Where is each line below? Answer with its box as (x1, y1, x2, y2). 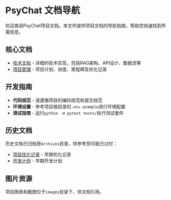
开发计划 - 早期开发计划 (12, 158, 63, 164)
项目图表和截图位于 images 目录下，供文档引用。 (5, 189, 104, 195)
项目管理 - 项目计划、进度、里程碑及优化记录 (12, 66, 107, 72)
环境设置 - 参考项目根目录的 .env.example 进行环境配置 (12, 103, 126, 110)
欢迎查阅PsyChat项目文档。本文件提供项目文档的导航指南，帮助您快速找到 (5, 22, 162, 29)
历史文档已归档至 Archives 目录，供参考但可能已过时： (5, 141, 118, 147)
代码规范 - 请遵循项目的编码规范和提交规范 (12, 97, 103, 103)
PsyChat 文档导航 (5, 5, 80, 16)
